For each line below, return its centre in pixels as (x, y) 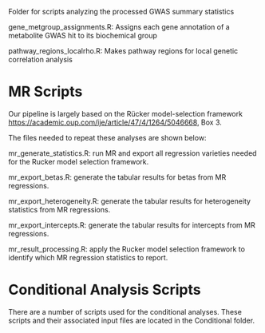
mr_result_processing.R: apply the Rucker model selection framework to (127, 249)
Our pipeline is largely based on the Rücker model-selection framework (126, 113)
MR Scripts (45, 92)
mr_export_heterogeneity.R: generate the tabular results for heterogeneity (130, 201)
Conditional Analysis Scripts (105, 290)
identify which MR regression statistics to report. (88, 257)
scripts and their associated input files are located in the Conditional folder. (132, 320)
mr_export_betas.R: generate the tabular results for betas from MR (117, 177)
